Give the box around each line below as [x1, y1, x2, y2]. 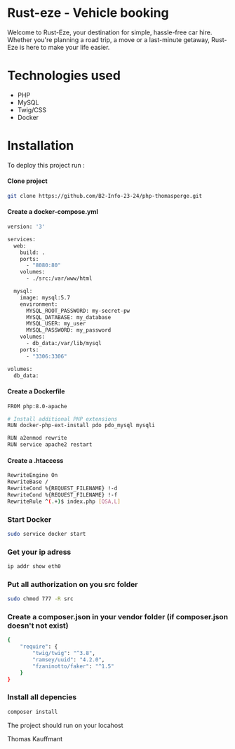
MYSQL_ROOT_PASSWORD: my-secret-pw [25, 307, 130, 314]
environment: [20, 300, 58, 308]
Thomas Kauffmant [7, 734, 63, 743]
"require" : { [20, 643, 58, 650]
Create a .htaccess [7, 456, 64, 464]
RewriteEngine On [7, 472, 58, 479]
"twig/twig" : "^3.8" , [32, 650, 96, 657]
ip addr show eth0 [7, 563, 61, 570]
